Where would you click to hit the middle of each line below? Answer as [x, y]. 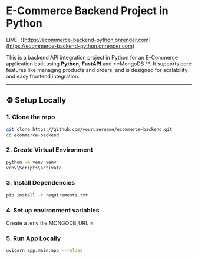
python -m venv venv [32, 162]
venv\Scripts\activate [34, 168]
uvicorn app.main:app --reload [44, 251]
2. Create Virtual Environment [49, 150]
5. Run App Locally [33, 238]
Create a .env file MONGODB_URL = [50, 223]
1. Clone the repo [31, 117]
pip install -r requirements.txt [47, 195]
